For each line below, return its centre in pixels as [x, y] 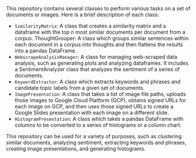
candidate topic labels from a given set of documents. [80, 88]
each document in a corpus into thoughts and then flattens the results [99, 44]
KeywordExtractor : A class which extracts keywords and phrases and [97, 82]
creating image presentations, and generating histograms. [76, 149]
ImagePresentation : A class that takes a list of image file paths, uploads [100, 94]
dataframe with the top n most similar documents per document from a [100, 32]
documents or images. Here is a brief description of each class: [82, 15]
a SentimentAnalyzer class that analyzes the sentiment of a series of [97, 69]
